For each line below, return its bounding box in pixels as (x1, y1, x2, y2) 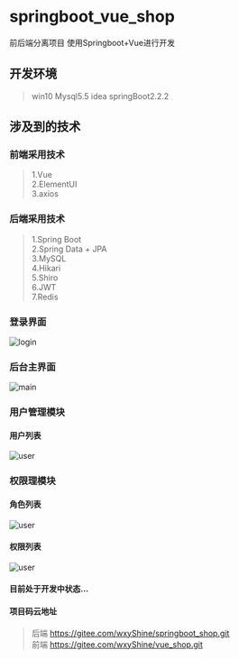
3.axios (31, 188, 59, 199)
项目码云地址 (9, 606, 57, 617)
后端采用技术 (9, 213, 66, 225)
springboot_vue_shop (9, 6, 176, 27)
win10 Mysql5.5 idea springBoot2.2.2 (31, 90, 170, 101)
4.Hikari (31, 262, 61, 273)
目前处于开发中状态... (9, 583, 89, 594)
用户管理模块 (9, 406, 66, 418)
